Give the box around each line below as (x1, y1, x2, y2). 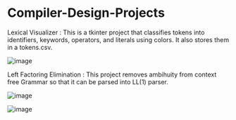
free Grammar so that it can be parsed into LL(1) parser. (7, 77, 169, 86)
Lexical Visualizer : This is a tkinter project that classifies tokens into (7, 28, 205, 36)
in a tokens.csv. (7, 43, 53, 51)
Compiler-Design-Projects (7, 5, 166, 21)
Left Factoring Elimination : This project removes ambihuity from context (7, 70, 217, 79)
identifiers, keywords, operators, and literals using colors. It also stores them (7, 35, 230, 44)
